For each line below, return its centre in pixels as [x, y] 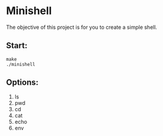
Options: [22, 83]
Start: [17, 46]
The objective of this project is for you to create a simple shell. [82, 27]
